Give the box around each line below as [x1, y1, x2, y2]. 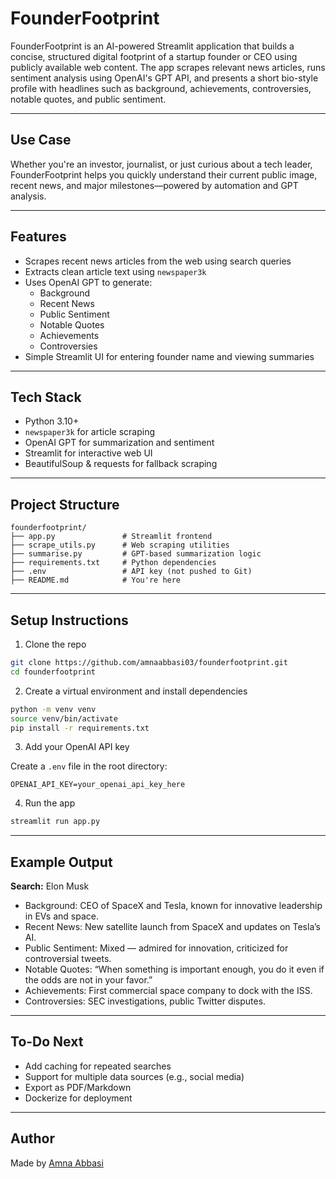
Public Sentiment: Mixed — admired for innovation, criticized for [24, 942, 289, 954]
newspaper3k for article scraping [24, 426, 156, 438]
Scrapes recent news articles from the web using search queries [24, 255, 292, 267]
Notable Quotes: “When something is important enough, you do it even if [24, 963, 325, 976]
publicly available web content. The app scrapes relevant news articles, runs [10, 61, 326, 73]
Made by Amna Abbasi [10, 1157, 104, 1169]
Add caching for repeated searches [24, 1060, 172, 1072]
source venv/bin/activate [10, 713, 118, 724]
